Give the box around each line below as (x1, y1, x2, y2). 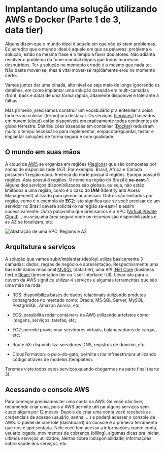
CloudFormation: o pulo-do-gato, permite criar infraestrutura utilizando (12, 351, 157, 357)
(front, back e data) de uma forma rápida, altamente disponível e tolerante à (5, 92, 159, 98)
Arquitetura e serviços (5, 243, 75, 251)
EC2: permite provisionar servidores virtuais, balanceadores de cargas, (12, 326, 157, 332)
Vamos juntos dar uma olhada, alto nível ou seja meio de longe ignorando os (5, 82, 160, 88)
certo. (5, 72, 17, 78)
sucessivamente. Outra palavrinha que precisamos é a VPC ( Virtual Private (5, 208, 157, 214)
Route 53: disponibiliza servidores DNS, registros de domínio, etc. (12, 341, 146, 347)
